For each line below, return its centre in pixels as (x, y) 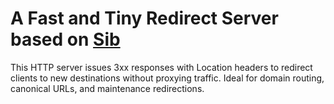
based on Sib (65, 39)
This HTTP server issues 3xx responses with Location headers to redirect (161, 67)
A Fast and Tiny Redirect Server (144, 18)
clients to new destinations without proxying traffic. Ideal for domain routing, (167, 78)
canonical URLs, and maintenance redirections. (107, 88)
